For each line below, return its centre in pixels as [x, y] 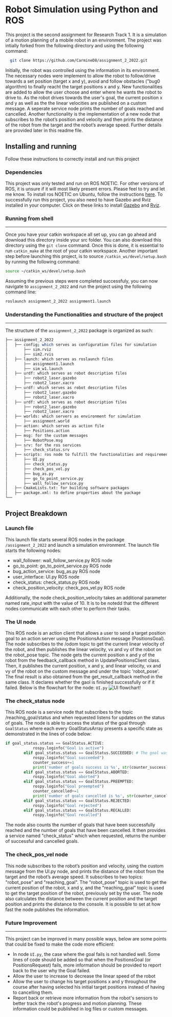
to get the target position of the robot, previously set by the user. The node [84, 893]
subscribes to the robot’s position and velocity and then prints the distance [84, 119]
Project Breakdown [36, 514]
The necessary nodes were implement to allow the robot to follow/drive [81, 76]
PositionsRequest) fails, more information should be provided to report [87, 965]
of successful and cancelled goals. [42, 841]
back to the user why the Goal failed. [51, 970]
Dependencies [24, 172]
